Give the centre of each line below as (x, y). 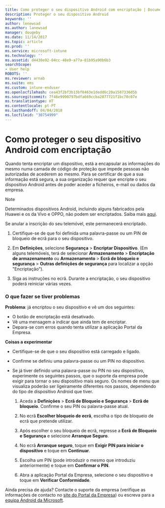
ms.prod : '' (17, 46)
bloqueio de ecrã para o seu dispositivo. (53, 238)
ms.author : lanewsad (26, 28)
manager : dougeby (23, 33)
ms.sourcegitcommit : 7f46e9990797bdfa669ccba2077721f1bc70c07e (71, 97)
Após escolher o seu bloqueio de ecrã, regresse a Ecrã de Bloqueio (88, 430)
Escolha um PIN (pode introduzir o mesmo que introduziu (78, 460)
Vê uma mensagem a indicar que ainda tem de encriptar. (69, 322)
